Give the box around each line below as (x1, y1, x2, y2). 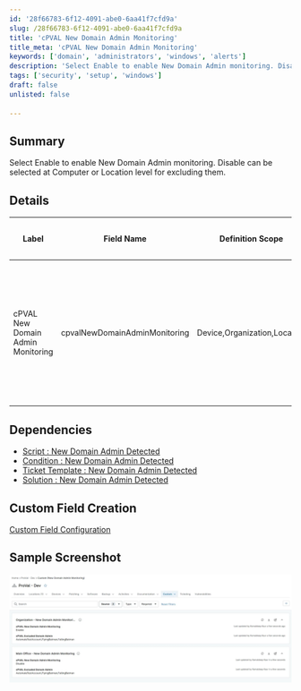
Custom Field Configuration (9, 525, 111, 534)
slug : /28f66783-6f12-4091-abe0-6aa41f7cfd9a (9, 23, 182, 33)
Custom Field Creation (9, 500, 137, 516)
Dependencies (9, 422, 92, 438)
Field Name (103, 234, 147, 244)
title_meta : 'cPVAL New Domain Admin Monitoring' (9, 43, 199, 52)
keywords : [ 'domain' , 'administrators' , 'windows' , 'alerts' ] (9, 52, 246, 62)
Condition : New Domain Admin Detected (21, 456, 175, 466)
